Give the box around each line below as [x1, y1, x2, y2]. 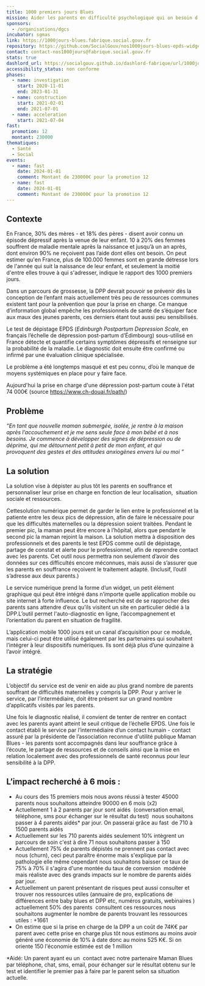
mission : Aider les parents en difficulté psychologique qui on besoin [6, 15, 192, 21]
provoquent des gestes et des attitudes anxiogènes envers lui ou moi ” [6, 448, 184, 456]
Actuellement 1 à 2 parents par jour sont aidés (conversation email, [15, 806, 185, 813]
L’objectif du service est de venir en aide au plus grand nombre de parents [6, 682, 193, 689]
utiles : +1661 [15, 916, 48, 924]
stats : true [6, 55, 37, 61]
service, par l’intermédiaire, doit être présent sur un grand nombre [6, 694, 173, 702]
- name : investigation [12, 77, 70, 83]
